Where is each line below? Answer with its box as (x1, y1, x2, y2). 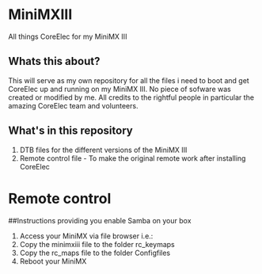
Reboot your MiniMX (19, 256, 87, 266)
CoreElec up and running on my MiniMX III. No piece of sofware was (8, 84, 231, 93)
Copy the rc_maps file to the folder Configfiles (19, 248, 171, 257)
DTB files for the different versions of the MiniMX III (19, 145, 188, 154)
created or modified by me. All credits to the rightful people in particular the (8, 93, 255, 102)
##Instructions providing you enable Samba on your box (8, 215, 192, 225)
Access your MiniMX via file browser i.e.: (19, 231, 154, 241)
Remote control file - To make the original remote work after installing (19, 153, 246, 163)
